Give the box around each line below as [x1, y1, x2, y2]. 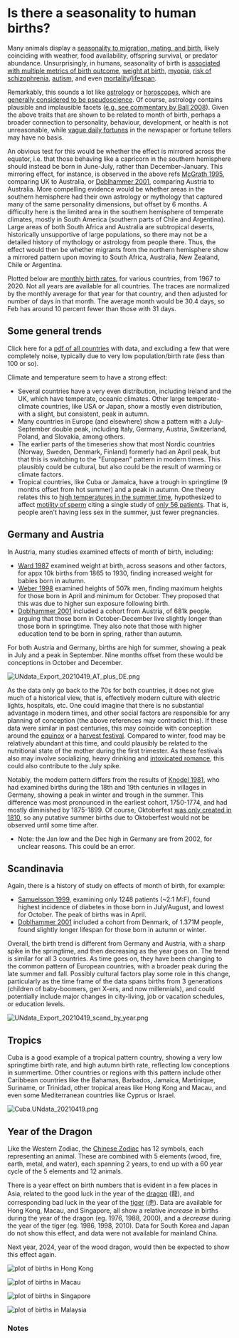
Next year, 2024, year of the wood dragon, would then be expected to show [7, 1243, 230, 1251]
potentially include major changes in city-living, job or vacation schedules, [7, 992, 225, 1001]
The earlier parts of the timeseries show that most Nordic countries [17, 439, 216, 448]
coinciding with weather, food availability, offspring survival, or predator [7, 51, 218, 60]
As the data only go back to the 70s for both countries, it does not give [7, 686, 215, 694]
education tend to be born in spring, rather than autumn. [17, 629, 183, 638]
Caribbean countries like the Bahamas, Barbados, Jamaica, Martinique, [7, 1076, 216, 1084]
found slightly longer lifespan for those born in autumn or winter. [17, 926, 207, 934]
